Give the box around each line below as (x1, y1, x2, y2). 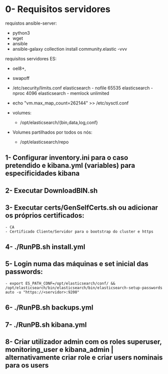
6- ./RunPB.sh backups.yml (5, 303, 94, 312)
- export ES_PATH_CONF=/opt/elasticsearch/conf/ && (5, 280, 115, 286)
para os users (5, 361, 49, 369)
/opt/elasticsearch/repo (20, 139, 69, 145)
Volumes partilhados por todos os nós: (12, 129, 93, 135)
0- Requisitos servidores (5, 4, 111, 15)
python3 (12, 30, 30, 36)
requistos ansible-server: (5, 20, 57, 26)
